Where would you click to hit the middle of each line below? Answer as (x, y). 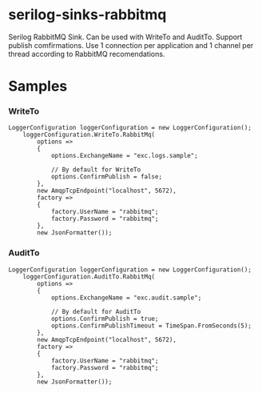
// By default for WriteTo (96, 170)
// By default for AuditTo (96, 311)
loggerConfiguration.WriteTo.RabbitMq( (89, 135)
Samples (38, 86)
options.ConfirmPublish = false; (106, 177)
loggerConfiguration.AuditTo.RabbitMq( (89, 277)
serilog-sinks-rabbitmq (87, 15)
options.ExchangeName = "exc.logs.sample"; (124, 156)
